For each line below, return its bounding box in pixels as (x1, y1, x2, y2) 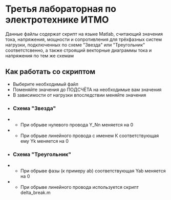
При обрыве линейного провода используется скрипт (20, 184, 139, 190)
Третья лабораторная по (5, 3, 117, 15)
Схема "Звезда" (12, 104, 56, 112)
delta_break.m (20, 190, 51, 196)
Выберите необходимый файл (12, 81, 78, 87)
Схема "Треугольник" (12, 150, 72, 158)
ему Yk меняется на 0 (20, 138, 69, 144)
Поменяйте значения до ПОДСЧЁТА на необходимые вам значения (12, 86, 162, 93)
